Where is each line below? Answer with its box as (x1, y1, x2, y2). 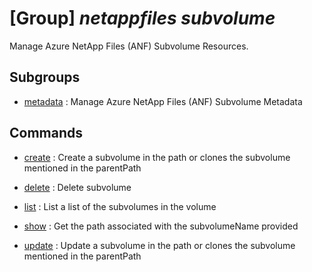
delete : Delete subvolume (23, 181, 132, 193)
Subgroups (9, 69, 81, 86)
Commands (9, 125, 84, 142)
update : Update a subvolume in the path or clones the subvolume (23, 239, 296, 251)
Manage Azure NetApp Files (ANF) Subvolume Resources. (9, 40, 249, 52)
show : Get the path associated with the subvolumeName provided (23, 220, 299, 232)
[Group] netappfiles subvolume (9, 7, 276, 30)
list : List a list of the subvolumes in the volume (23, 200, 217, 212)
